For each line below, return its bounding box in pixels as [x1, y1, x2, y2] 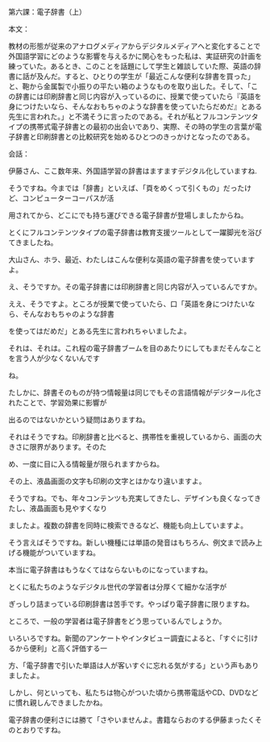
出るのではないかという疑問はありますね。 [8, 415, 150, 425]
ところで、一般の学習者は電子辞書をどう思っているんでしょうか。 [8, 616, 226, 626]
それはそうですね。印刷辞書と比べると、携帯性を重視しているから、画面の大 [8, 432, 263, 441]
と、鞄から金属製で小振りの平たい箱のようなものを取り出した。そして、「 [8, 81, 251, 91]
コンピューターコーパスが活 [22, 193, 114, 203]
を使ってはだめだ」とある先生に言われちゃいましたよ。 [8, 326, 192, 336]
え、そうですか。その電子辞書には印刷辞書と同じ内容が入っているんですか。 [8, 282, 262, 292]
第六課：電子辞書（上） [8, 7, 86, 16]
